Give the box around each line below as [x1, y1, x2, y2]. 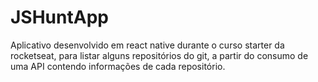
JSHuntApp [10, 6, 109, 29]
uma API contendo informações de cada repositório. [10, 60, 226, 72]
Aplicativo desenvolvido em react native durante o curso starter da [10, 39, 285, 51]
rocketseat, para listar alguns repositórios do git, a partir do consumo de [10, 49, 309, 61]
